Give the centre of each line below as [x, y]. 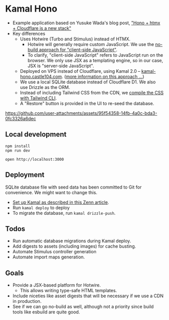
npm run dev [18, 150]
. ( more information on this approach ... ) [103, 76]
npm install [18, 146]
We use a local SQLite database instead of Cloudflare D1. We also [88, 82]
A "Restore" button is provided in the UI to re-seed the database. [87, 103]
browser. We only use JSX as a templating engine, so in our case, [95, 60]
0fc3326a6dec [21, 118]
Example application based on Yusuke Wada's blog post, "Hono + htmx [86, 23]
